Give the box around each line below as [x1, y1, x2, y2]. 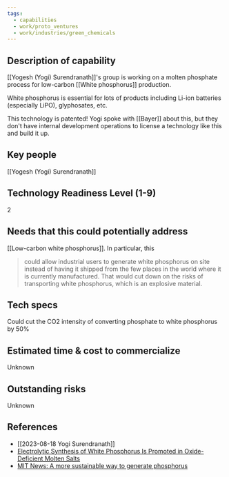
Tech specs [7, 299, 58, 311]
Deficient [17, 454, 43, 463]
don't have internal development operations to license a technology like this [7, 122, 222, 130]
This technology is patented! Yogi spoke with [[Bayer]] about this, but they [7, 114, 219, 123]
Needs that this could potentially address [7, 225, 188, 238]
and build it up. [7, 129, 50, 138]
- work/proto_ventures [13, 23, 79, 30]
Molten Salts [44, 454, 81, 463]
